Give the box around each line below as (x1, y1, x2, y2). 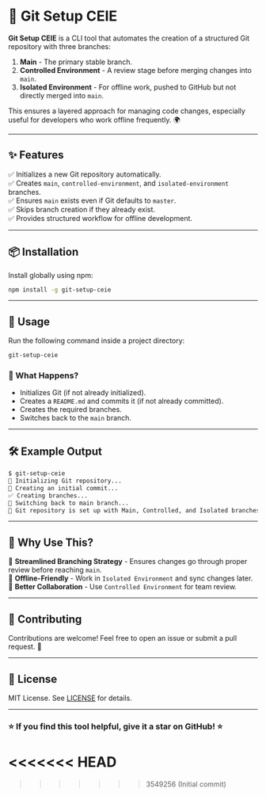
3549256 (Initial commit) (146, 779, 227, 789)
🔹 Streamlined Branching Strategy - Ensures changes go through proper (8, 557, 248, 566)
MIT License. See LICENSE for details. (8, 693, 132, 703)
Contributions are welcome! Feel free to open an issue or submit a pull (8, 634, 237, 643)
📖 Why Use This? (8, 535, 93, 549)
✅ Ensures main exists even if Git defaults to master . (8, 196, 177, 205)
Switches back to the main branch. (19, 413, 132, 423)
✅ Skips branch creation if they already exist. (8, 204, 156, 214)
